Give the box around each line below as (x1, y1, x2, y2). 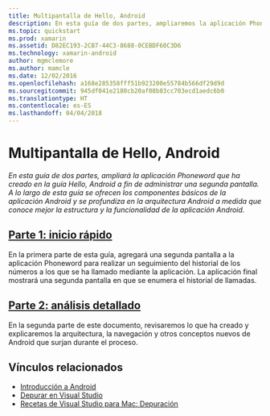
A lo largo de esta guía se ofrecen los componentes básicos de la (8, 187, 227, 198)
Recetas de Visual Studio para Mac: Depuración (19, 399, 178, 409)
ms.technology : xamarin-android (8, 49, 117, 57)
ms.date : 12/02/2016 (8, 72, 78, 80)
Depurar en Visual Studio (19, 390, 103, 400)
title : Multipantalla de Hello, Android (8, 11, 146, 20)
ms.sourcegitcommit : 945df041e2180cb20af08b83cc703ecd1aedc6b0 (8, 86, 225, 95)
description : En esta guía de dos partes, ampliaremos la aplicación (8, 19, 247, 27)
